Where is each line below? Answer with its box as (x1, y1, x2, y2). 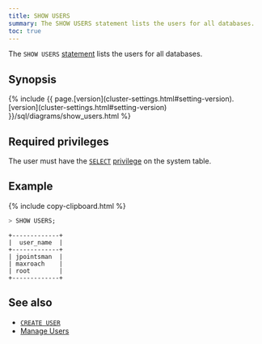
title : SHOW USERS (8, 11, 70, 20)
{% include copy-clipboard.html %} (8, 201, 127, 210)
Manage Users (19, 325, 70, 336)
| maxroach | (8, 260, 63, 268)
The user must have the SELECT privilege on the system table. (8, 156, 212, 166)
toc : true (8, 27, 42, 35)
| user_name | (8, 238, 63, 247)
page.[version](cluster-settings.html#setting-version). (54, 94, 235, 104)
